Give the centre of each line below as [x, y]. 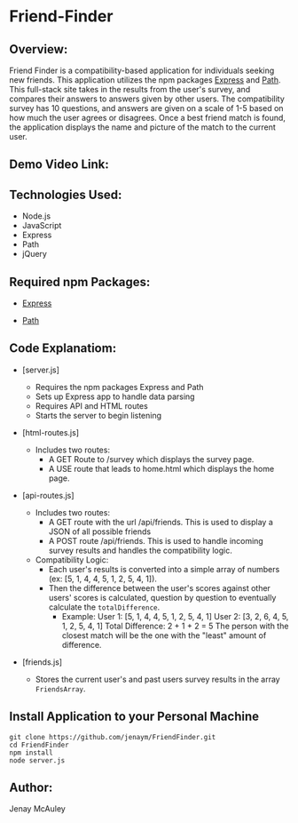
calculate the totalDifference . [104, 607]
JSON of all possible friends [100, 531]
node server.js [37, 760]
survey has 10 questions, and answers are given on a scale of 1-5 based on [146, 108]
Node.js [36, 216]
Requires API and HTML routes [91, 405]
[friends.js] [42, 662]
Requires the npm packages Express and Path [119, 387]
